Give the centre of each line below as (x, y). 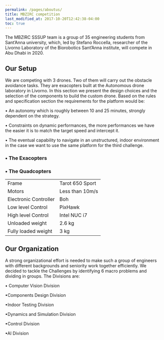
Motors (16, 191)
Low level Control (28, 207)
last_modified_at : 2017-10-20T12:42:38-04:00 (52, 19)
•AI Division (17, 333)
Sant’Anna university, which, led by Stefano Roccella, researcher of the (76, 43)
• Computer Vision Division (32, 286)
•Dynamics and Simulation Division (40, 314)
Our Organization (32, 249)
